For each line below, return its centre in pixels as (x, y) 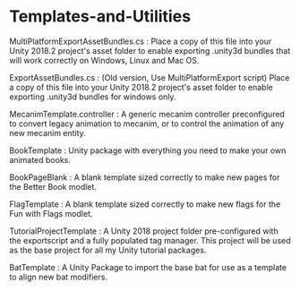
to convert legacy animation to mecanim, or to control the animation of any (147, 124)
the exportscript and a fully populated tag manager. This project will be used (150, 240)
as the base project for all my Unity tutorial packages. (108, 250)
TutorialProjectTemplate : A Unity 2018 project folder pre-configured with (144, 231)
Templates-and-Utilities (100, 17)
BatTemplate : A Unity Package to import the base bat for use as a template (148, 267)
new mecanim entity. (48, 133)
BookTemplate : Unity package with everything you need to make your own (148, 150)
